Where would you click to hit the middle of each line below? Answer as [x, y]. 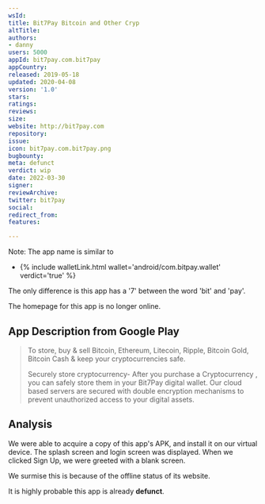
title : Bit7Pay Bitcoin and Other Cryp [74, 23]
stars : [19, 97]
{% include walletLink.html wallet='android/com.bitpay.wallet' [120, 267]
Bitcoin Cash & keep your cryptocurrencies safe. [106, 359]
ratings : [23, 104]
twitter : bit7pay [37, 200]
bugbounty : [26, 156]
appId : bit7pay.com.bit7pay [55, 60]
